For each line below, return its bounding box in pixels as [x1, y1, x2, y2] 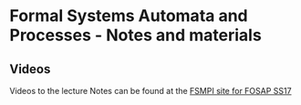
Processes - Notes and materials [9, 25, 262, 46]
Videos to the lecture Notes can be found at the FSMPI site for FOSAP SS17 [9, 86, 292, 96]
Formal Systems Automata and [9, 5, 248, 26]
